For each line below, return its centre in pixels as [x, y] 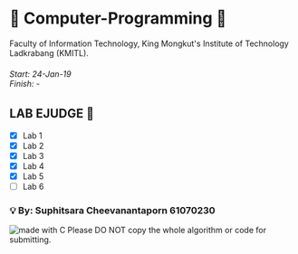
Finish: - [25, 83]
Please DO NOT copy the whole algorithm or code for [167, 230]
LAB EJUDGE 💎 [52, 113]
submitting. [30, 240]
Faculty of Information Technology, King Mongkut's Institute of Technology [149, 43]
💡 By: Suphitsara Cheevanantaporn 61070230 [112, 210]
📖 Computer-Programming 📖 [118, 19]
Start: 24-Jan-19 [40, 74]
